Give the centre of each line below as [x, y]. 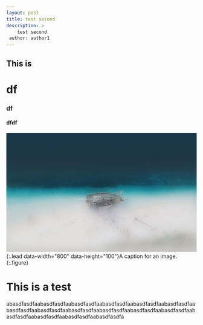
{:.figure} [18, 262]
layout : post [23, 13]
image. [169, 256]
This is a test [39, 287]
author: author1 [29, 38]
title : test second [31, 19]
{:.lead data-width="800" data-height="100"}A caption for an [83, 256]
